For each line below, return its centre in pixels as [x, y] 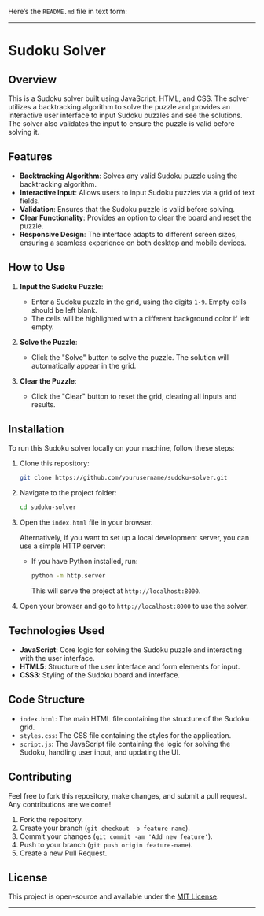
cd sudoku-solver [48, 507]
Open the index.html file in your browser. [86, 522]
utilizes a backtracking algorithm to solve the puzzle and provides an [119, 107]
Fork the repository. [51, 819]
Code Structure [46, 700]
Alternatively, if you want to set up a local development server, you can [134, 538]
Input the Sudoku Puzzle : [61, 286]
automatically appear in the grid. [84, 365]
